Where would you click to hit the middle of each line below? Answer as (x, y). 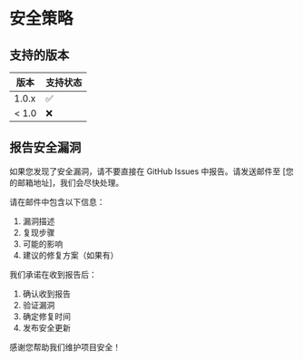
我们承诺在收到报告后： (53, 274)
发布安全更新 (46, 327)
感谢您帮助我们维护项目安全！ (65, 346)
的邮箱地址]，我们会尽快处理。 (67, 182)
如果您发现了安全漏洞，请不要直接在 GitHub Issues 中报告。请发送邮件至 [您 (151, 171)
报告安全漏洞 (45, 147)
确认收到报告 (46, 293)
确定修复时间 (46, 316)
